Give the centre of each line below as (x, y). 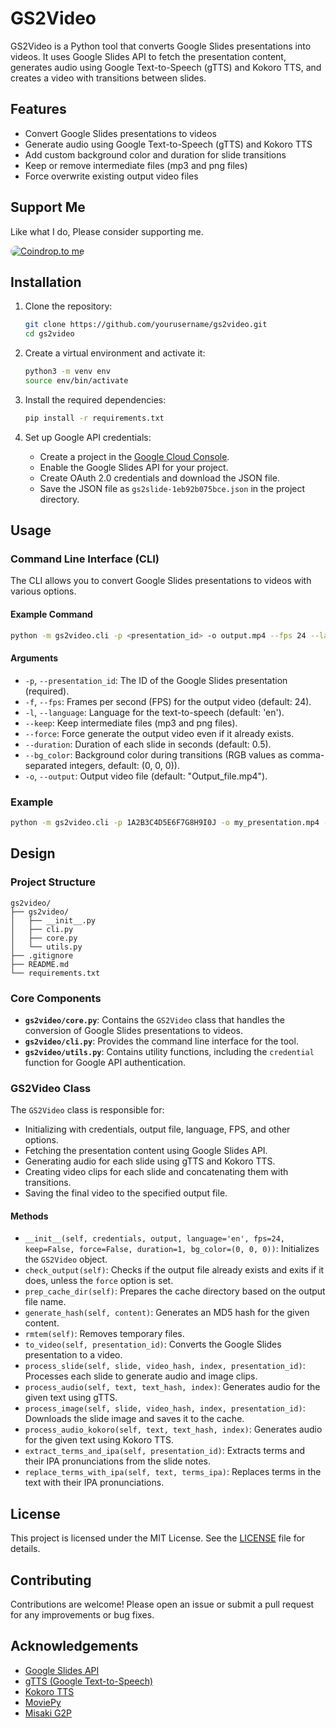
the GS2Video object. (66, 1259)
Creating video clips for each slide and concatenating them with (156, 1172)
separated (46, 765)
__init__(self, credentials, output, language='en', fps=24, (155, 1239)
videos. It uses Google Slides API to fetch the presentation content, (148, 56)
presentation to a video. (73, 1355)
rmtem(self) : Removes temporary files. (104, 1334)
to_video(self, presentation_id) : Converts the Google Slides (153, 1344)
